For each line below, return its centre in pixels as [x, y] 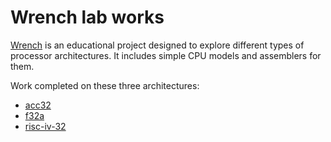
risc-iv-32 [45, 126]
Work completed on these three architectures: [105, 85]
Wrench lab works [87, 17]
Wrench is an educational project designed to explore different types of [157, 45]
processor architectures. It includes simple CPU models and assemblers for [166, 55]
